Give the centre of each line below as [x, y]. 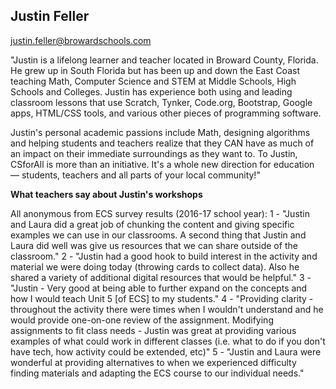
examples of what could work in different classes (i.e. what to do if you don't [168, 341]
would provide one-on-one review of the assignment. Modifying [142, 320]
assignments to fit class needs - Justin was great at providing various [153, 330]
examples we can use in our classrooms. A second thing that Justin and [158, 235]
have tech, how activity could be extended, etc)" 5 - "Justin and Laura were [166, 351]
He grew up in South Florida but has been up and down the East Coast [155, 70]
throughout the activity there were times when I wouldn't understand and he [167, 309]
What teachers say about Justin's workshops [106, 194]
